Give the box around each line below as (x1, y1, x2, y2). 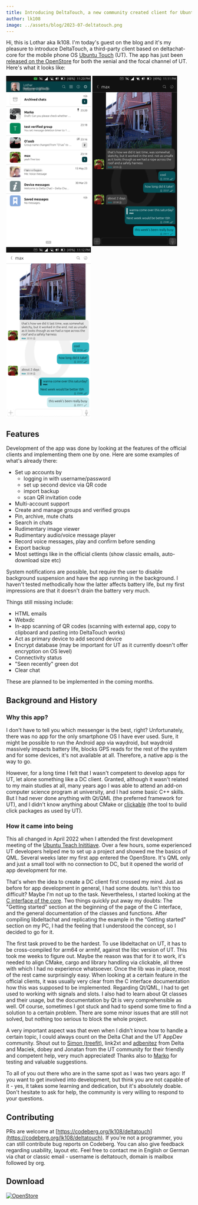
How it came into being (6, 821, 74, 830)
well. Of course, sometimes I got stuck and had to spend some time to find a (6, 1003, 192, 1010)
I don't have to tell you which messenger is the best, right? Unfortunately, (6, 726, 184, 733)
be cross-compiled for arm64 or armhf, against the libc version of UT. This (6, 946, 187, 953)
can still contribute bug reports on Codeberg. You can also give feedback (6, 1140, 184, 1148)
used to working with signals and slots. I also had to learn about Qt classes (6, 990, 187, 997)
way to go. (6, 758, 32, 765)
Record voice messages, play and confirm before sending (14, 538, 156, 545)
